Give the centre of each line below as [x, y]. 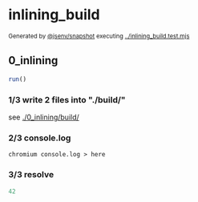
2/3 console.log [40, 138]
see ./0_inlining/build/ [44, 117]
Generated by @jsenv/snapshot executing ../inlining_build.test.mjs [99, 36]
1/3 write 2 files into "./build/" [67, 99]
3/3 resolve [31, 175]
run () [17, 79]
